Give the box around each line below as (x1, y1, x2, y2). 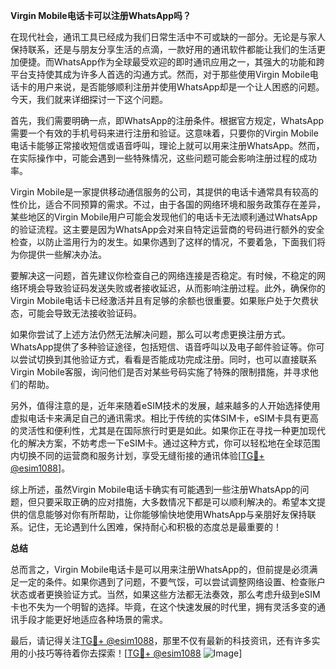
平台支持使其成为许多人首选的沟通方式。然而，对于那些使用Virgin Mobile (10, 69, 310, 80)
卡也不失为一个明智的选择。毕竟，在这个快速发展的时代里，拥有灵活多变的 (10, 601, 317, 613)
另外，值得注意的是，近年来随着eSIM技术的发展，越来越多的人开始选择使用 (10, 400, 321, 411)
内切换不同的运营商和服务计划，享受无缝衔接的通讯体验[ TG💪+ (10, 450, 265, 461)
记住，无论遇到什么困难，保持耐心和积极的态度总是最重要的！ (27, 521, 282, 533)
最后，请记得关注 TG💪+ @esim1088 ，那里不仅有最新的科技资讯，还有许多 (10, 635, 312, 646)
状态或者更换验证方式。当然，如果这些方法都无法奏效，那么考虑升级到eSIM (10, 589, 321, 600)
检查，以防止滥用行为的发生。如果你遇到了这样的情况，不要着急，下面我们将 (10, 236, 326, 248)
